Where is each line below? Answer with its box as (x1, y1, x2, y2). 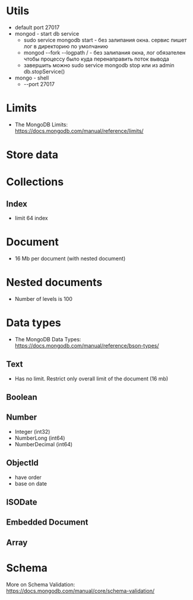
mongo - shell (14, 74, 49, 81)
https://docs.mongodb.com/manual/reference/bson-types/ (14, 342, 159, 349)
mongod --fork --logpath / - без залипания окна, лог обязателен (23, 49, 186, 56)
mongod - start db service (14, 30, 80, 37)
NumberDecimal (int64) (14, 440, 73, 447)
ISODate (6, 497, 37, 507)
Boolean (6, 392, 37, 402)
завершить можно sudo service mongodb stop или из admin (23, 61, 175, 69)
